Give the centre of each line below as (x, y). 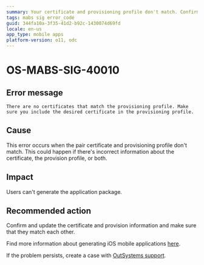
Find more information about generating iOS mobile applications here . (93, 244)
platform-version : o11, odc (42, 40)
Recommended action (49, 211)
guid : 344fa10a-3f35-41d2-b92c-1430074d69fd (63, 23)
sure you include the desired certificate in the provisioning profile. (100, 112)
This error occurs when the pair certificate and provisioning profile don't (97, 145)
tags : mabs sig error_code (40, 18)
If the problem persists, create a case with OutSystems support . (86, 255)
